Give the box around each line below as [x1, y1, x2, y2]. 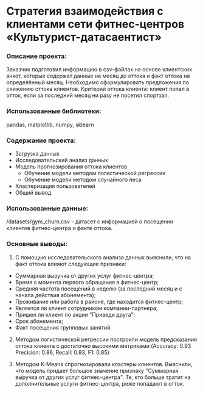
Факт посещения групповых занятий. [15, 323, 112, 331]
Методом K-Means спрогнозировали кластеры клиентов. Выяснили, [15, 360, 193, 367]
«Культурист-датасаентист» [6, 31, 162, 44]
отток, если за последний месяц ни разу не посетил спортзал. [6, 92, 169, 99]
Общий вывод [15, 189, 52, 196]
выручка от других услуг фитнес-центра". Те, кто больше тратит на [15, 373, 191, 381]
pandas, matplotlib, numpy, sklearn [6, 121, 94, 128]
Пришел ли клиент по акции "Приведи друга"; [15, 311, 136, 318]
